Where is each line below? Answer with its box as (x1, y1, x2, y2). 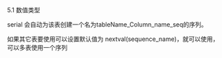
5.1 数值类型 (7, 6, 41, 14)
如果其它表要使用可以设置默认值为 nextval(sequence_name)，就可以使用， (7, 35, 219, 43)
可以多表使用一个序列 (7, 44, 67, 51)
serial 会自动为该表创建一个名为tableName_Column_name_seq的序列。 (7, 20, 208, 29)
